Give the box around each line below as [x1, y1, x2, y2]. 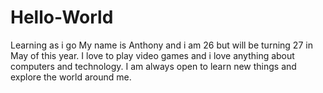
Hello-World [10, 6, 114, 29]
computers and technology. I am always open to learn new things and [10, 60, 297, 72]
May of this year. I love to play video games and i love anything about [10, 49, 295, 61]
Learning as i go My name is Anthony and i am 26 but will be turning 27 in [10, 39, 313, 51]
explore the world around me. [10, 71, 132, 83]
